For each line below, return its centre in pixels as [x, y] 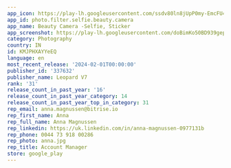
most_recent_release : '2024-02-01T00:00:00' [72, 64]
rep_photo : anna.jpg [37, 141]
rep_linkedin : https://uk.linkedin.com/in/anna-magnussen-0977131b [106, 128]
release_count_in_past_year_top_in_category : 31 [78, 103]
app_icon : [21, 13]
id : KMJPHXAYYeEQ [32, 52]
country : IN [24, 45]
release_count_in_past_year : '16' [57, 90]
